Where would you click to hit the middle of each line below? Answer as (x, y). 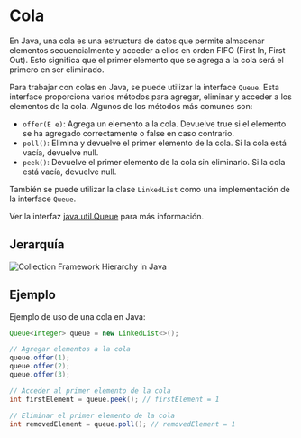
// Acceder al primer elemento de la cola (90, 391)
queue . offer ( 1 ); (40, 358)
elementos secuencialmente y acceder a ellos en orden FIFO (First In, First (147, 50)
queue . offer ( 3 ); (40, 375)
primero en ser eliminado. (57, 70)
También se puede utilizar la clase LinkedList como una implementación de (150, 189)
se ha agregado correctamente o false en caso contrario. (128, 133)
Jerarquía (37, 245)
